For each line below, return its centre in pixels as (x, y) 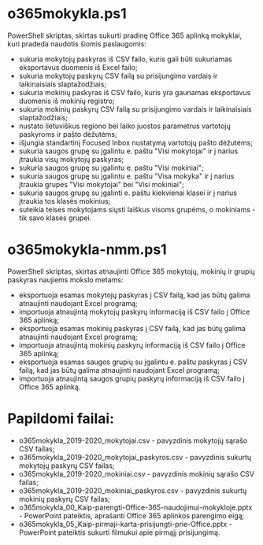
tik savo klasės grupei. (55, 218)
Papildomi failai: (61, 419)
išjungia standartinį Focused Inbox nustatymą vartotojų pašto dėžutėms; (136, 142)
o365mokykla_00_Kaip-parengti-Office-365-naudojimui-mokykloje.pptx (135, 507)
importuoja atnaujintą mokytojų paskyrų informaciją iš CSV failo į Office (134, 311)
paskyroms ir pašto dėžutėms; (68, 134)
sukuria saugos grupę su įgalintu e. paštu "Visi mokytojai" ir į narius (128, 151)
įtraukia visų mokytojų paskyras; (71, 159)
